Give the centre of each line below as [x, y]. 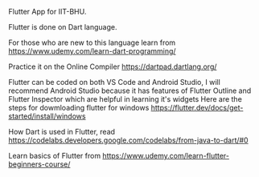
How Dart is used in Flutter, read [62, 132]
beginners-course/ [39, 164]
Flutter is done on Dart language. [63, 27]
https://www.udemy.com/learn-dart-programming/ [92, 51]
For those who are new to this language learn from [92, 42]
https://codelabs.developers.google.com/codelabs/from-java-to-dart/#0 [128, 140]
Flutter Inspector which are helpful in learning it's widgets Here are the [125, 99]
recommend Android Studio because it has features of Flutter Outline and [130, 91]
